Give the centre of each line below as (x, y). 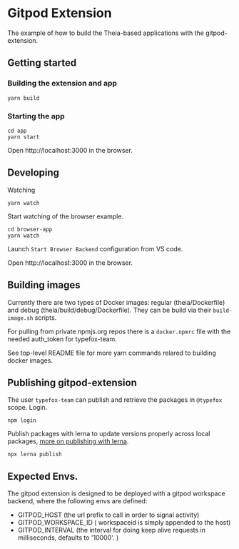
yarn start (24, 137)
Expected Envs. (43, 476)
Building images (44, 285)
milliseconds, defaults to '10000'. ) (68, 538)
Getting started (42, 63)
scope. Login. (27, 408)
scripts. (46, 317)
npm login (22, 420)
